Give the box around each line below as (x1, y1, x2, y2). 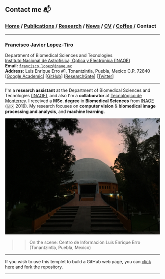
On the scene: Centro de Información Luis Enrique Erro (29, 239, 141, 245)
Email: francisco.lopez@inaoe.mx (5, 62, 72, 69)
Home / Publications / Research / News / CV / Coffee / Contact (5, 23, 157, 29)
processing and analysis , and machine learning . (5, 109, 105, 114)
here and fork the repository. (5, 264, 63, 270)
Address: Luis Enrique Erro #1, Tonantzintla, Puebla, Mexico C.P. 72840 (5, 68, 151, 74)
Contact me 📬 (5, 5, 51, 14)
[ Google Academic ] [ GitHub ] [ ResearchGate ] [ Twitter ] (5, 73, 114, 79)
